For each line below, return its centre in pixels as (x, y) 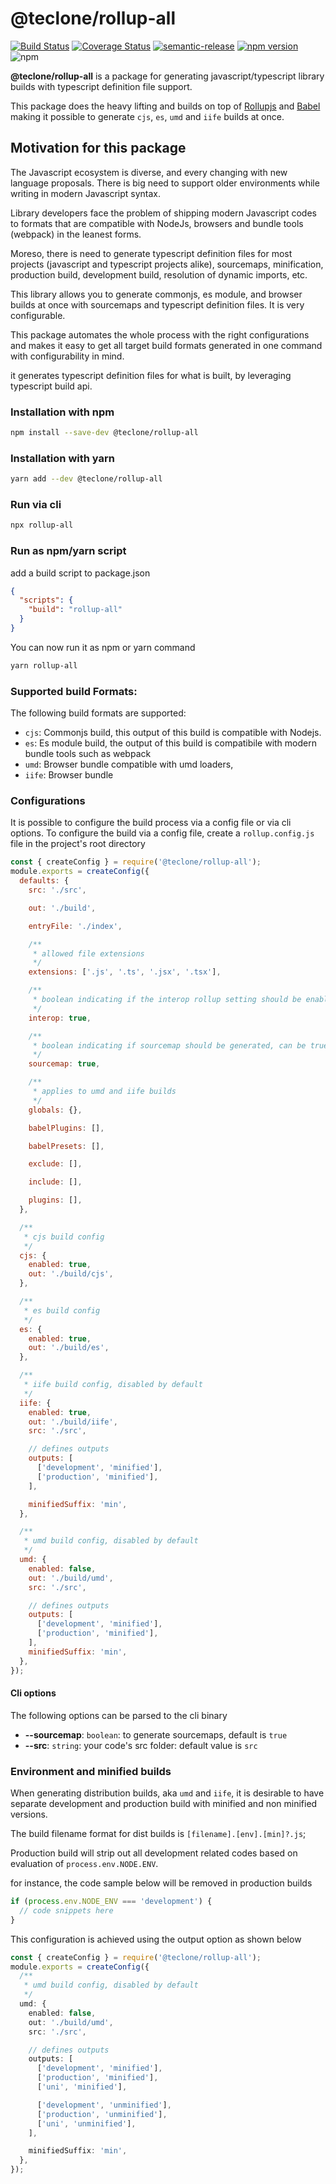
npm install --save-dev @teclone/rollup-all (104, 433)
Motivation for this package (98, 148)
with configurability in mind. (67, 356)
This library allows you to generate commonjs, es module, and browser (156, 294)
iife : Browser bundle (69, 775)
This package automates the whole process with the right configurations (160, 334)
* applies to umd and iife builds (104, 1092)
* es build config (62, 1310)
